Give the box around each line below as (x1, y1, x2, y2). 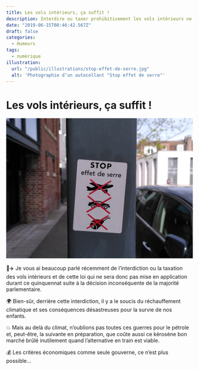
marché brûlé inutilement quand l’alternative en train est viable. (6, 337, 160, 344)
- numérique (11, 53, 41, 59)
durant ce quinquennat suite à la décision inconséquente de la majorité (6, 279, 179, 287)
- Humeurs (11, 41, 36, 47)
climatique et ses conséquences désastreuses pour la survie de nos (6, 306, 172, 314)
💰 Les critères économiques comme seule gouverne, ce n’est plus (6, 349, 169, 356)
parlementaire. (6, 286, 42, 293)
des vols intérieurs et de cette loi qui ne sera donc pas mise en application (6, 273, 188, 280)
